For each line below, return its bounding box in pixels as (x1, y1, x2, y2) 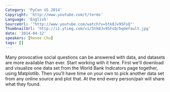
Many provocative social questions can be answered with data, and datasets (5, 54, 165, 60)
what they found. (5, 81, 41, 87)
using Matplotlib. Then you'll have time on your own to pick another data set (5, 70, 164, 76)
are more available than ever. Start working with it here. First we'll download (5, 59, 164, 66)
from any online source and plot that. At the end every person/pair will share (5, 75, 165, 81)
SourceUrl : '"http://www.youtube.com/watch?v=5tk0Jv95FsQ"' (5, 21, 135, 27)
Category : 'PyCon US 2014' (5, 7, 62, 13)
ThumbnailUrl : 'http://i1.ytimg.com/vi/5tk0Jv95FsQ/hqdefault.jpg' (5, 26, 151, 31)
